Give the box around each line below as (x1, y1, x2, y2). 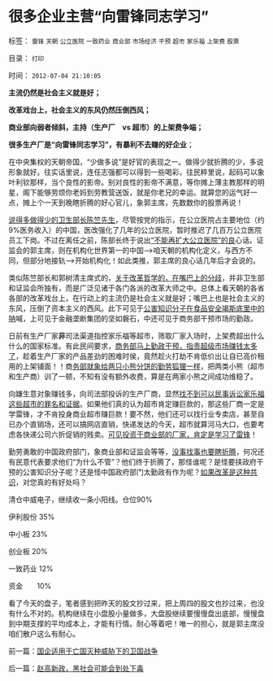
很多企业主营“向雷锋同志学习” (8, 7, 210, 26)
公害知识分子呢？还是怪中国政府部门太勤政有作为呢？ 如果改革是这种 (22, 467, 250, 477)
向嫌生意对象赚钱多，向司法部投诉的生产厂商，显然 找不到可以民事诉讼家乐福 (8, 388, 265, 399)
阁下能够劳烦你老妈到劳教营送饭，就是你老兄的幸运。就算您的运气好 (22, 187, 250, 197)
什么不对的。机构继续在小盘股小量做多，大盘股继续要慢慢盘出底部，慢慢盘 (15, 608, 265, 618)
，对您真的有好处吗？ (15, 477, 87, 487)
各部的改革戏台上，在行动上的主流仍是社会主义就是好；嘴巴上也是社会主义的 (8, 293, 265, 303)
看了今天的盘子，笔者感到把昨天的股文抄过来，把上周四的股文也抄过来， (8, 598, 250, 608)
